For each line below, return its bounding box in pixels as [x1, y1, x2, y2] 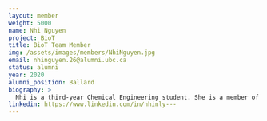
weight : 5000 [8, 19, 52, 27]
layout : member [8, 11, 59, 20]
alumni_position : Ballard [8, 78, 94, 86]
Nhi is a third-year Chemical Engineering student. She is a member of [15, 93, 260, 101]
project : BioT [8, 33, 56, 42]
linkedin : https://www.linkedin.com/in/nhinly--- [8, 100, 177, 108]
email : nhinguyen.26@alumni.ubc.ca [8, 57, 127, 64]
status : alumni [8, 64, 59, 72]
